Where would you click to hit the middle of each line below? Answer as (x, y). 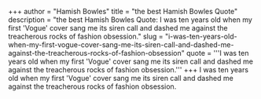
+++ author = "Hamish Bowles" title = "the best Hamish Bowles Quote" (123, 11)
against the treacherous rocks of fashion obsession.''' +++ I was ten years (129, 70)
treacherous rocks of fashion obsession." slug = (86, 36)
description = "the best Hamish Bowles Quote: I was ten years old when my (130, 20)
